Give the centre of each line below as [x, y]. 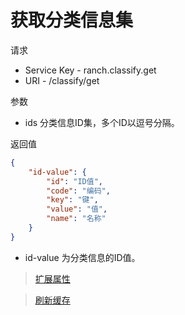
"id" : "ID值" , [74, 181]
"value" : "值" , [77, 209]
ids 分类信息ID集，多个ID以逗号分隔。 [102, 122]
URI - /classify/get [62, 80]
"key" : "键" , [72, 200]
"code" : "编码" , [78, 191]
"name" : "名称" [76, 219]
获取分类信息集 [72, 20]
